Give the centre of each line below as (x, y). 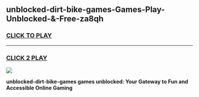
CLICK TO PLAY (29, 36)
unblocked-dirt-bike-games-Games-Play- (86, 10)
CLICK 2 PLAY (27, 58)
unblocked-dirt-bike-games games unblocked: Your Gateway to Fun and (97, 81)
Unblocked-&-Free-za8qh (55, 19)
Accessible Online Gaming (39, 88)
